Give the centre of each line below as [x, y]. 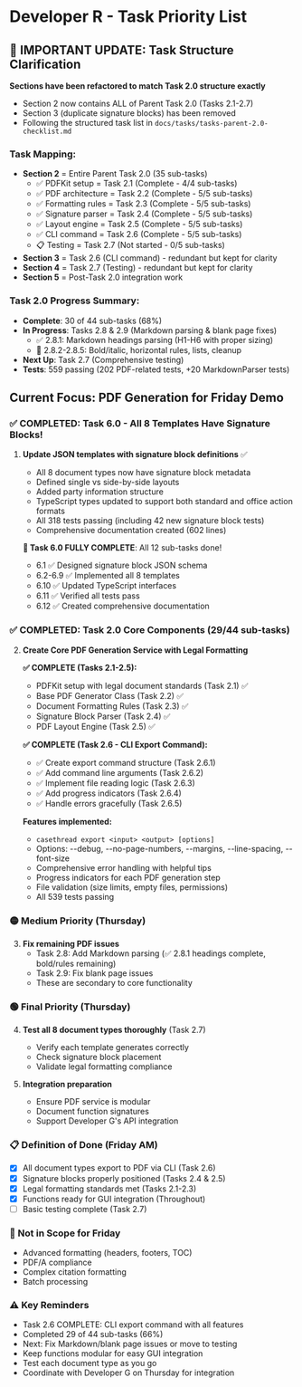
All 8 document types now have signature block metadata [143, 473]
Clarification [45, 64]
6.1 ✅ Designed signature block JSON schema [122, 565]
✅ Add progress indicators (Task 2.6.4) [109, 793]
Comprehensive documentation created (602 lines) [131, 531]
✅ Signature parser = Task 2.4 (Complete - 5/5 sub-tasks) [144, 214]
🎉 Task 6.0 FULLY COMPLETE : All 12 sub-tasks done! [122, 548]
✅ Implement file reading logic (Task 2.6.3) [116, 783]
